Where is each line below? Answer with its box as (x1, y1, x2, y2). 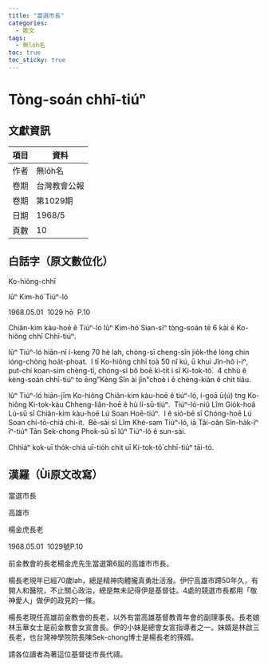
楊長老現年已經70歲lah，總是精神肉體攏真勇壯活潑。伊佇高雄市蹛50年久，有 (8, 575, 259, 585)
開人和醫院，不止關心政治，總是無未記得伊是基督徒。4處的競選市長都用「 (8, 585, 251, 595)
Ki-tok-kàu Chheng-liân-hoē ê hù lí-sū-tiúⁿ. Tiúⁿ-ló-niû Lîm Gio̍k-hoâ (28, 400, 256, 409)
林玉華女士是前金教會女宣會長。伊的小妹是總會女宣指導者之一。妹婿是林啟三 (8, 622, 260, 632)
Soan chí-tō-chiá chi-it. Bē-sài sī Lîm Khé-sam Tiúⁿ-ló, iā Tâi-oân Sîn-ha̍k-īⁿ (8, 417, 259, 427)
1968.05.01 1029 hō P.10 (8, 307, 90, 317)
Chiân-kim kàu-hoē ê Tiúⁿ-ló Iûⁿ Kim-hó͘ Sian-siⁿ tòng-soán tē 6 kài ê (8, 322, 235, 332)
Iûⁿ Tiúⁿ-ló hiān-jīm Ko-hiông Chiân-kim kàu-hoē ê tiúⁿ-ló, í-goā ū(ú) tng (8, 390, 246, 400)
